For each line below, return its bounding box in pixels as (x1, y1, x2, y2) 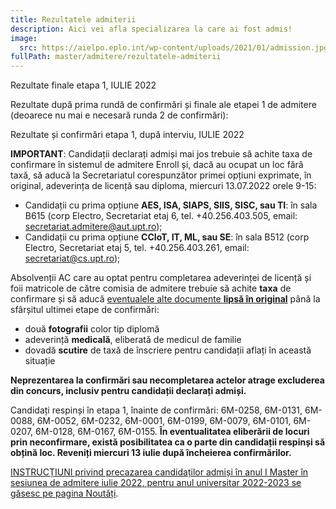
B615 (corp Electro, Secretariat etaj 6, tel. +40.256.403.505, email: (24, 210, 298, 222)
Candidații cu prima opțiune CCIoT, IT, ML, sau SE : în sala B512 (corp (24, 231, 310, 243)
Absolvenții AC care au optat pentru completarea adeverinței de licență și (10, 272, 312, 284)
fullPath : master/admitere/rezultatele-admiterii (10, 52, 222, 62)
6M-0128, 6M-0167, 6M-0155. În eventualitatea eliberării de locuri (35, 426, 310, 438)
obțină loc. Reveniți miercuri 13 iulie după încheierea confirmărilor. (10, 447, 292, 459)
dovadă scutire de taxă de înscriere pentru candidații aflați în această (24, 344, 312, 356)
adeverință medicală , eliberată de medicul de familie (24, 334, 242, 346)
